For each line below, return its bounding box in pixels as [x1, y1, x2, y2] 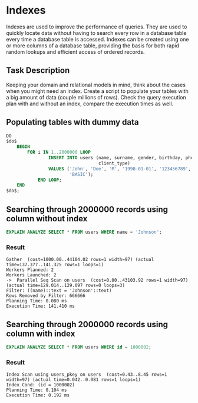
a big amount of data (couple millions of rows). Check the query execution [6, 94, 187, 101]
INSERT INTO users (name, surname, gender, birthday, [48, 155, 183, 161]
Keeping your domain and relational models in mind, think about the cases [6, 81, 186, 88]
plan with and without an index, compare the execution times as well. [6, 100, 174, 107]
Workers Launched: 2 [6, 272, 57, 278]
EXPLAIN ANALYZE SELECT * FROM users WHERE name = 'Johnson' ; [6, 229, 162, 235]
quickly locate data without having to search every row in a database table [6, 29, 187, 36]
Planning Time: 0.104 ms [6, 387, 67, 394]
